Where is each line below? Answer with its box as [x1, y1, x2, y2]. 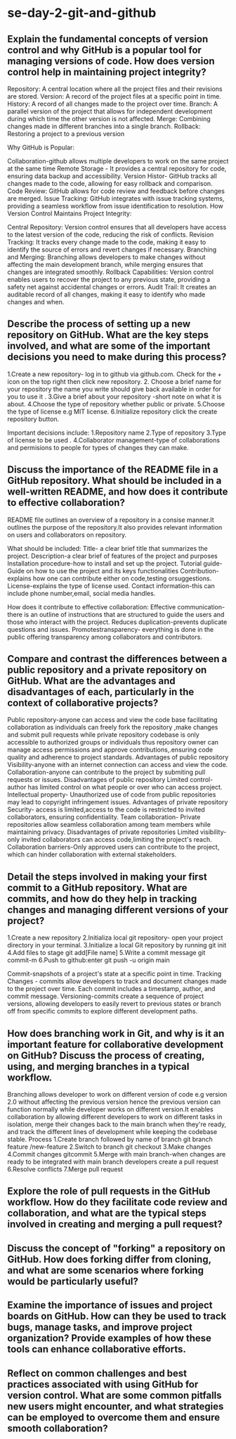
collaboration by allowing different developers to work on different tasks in [7, 1113, 223, 1121]
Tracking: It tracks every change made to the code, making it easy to [7, 238, 206, 246]
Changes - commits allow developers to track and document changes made [7, 977, 227, 985]
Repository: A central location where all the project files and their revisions [7, 85, 223, 93]
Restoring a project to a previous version [7, 130, 125, 138]
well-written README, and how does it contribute [7, 486, 228, 498]
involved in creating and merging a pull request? [7, 1219, 223, 1231]
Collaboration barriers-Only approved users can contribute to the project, [7, 843, 220, 852]
